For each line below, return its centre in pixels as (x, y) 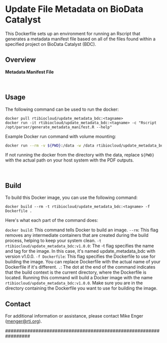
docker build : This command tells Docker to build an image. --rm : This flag (82, 230)
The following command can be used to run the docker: (62, 109)
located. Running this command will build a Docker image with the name (79, 278)
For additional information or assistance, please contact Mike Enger (74, 316)
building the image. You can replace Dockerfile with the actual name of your (83, 262)
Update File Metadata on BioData (74, 9)
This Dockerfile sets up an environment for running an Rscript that (73, 33)
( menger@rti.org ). (24, 321)
